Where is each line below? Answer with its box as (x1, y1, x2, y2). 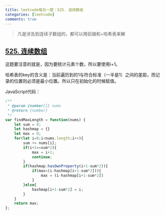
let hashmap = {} (14, 126, 50, 131)
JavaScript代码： (5, 88, 41, 95)
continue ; (31, 154, 52, 159)
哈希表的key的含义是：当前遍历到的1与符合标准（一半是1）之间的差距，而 (5, 72, 156, 78)
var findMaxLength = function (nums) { (5, 117, 86, 122)
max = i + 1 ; (31, 149, 55, 155)
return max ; (14, 201, 39, 206)
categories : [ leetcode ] (5, 12, 55, 17)
